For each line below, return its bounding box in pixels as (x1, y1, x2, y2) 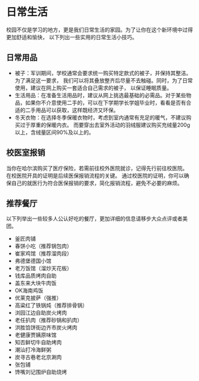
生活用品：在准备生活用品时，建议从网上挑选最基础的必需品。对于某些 (14, 91, 187, 98)
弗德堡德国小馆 (14, 257, 52, 264)
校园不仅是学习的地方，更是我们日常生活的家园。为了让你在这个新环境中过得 (6, 26, 193, 33)
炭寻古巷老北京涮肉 (14, 354, 62, 361)
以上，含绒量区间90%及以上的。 (14, 129, 95, 136)
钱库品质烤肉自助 (14, 272, 57, 279)
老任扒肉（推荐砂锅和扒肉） (14, 316, 83, 324)
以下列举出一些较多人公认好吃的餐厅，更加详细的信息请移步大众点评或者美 (6, 215, 188, 222)
